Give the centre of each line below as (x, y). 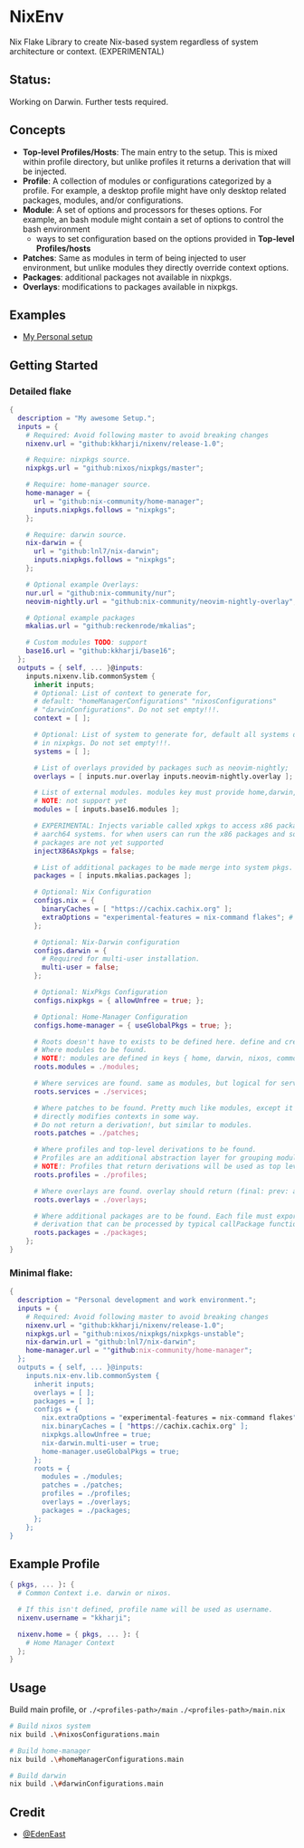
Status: (30, 80)
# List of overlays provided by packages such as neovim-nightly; (161, 768)
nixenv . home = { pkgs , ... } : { (79, 1634)
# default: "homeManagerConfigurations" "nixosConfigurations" (155, 702)
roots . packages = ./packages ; (90, 1233)
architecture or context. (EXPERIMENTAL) (87, 51)
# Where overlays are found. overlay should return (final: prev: (161, 1191)
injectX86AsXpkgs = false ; (84, 851)
